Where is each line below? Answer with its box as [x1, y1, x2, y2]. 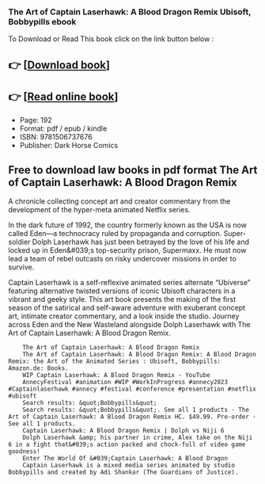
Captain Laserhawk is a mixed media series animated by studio [22, 462, 236, 470]
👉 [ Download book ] [8, 58, 111, 71]
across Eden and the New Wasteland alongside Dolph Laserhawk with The [8, 320, 251, 330]
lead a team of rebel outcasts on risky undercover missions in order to [8, 254, 237, 264]
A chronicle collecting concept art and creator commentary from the [8, 196, 231, 206]
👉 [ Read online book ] [8, 90, 119, 104]
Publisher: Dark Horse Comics [19, 140, 119, 150]
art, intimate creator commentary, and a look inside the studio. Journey [8, 311, 240, 321]
